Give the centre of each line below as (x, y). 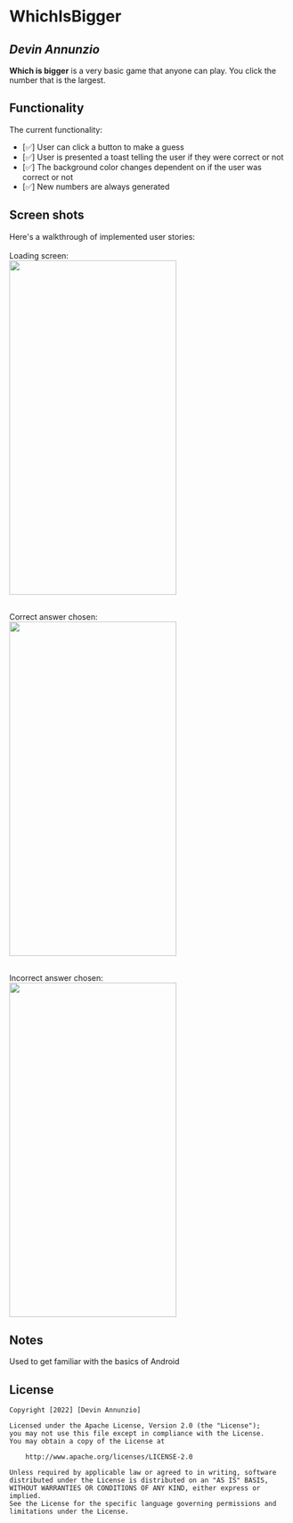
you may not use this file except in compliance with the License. (137, 1434)
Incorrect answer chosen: (57, 977)
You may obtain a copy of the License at (87, 1442)
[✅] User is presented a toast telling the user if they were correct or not (153, 157)
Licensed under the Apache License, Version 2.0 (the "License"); (135, 1426)
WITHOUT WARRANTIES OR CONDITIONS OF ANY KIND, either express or (135, 1488)
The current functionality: (56, 129)
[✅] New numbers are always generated (96, 186)
